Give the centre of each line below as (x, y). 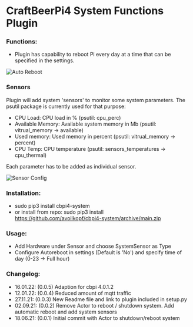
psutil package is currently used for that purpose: (66, 106)
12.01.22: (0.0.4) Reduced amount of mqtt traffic (73, 293)
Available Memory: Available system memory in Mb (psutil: (86, 124)
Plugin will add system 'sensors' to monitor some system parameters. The (96, 100)
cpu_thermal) (31, 155)
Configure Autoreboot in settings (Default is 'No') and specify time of (98, 252)
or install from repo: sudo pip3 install (59, 212)
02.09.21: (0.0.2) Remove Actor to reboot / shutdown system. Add (94, 305)
